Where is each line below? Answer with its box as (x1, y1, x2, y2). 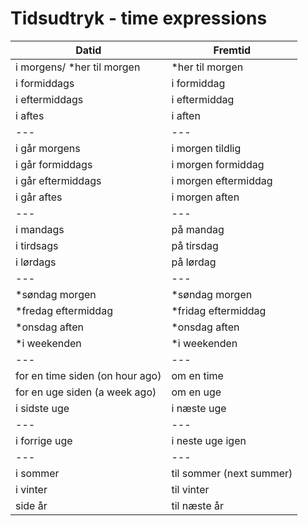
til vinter (171, 482, 210, 496)
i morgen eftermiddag (171, 173, 273, 187)
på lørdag (171, 255, 217, 269)
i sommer (15, 466, 60, 480)
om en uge (171, 385, 222, 399)
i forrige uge (15, 433, 73, 447)
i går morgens (15, 141, 81, 155)
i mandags (15, 222, 65, 236)
